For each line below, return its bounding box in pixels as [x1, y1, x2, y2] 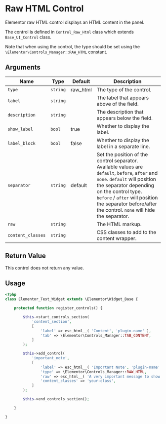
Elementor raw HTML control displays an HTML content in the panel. [5, 19, 145, 25]
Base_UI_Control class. [5, 34, 52, 40]
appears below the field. [96, 115, 153, 121]
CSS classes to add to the [96, 229, 157, 235]
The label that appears [96, 94, 149, 101]
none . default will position [96, 176, 157, 183]
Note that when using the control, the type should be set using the [5, 43, 140, 49]
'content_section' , [31, 319, 72, 324]
